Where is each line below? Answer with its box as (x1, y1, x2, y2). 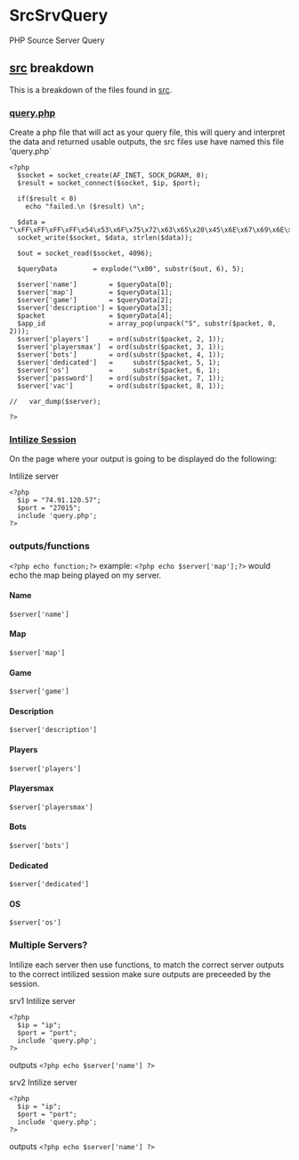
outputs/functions (9, 540, 91, 553)
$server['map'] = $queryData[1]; (17, 288, 174, 297)
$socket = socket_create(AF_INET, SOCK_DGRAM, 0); (17, 171, 209, 180)
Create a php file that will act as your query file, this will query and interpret (9, 127, 286, 138)
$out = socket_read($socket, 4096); (17, 249, 153, 259)
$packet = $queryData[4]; (17, 311, 174, 321)
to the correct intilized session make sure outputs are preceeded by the (9, 968, 271, 979)
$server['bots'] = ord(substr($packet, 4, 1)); (17, 350, 225, 359)
